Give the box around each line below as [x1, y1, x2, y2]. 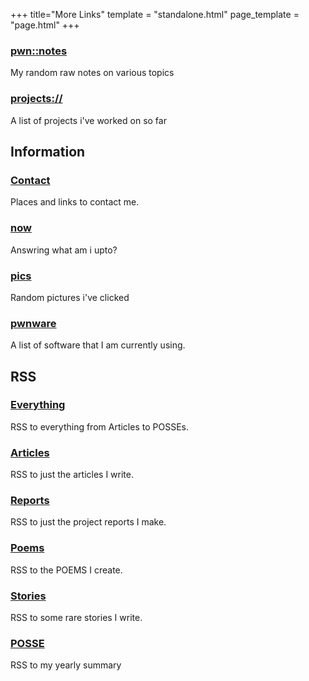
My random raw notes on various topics [10, 67, 175, 79]
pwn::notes [10, 44, 68, 58]
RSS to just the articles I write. [10, 469, 135, 481]
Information [10, 143, 86, 160]
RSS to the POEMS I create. [10, 564, 123, 576]
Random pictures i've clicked [10, 291, 130, 303]
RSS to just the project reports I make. [10, 516, 167, 528]
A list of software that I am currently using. [10, 339, 186, 351]
